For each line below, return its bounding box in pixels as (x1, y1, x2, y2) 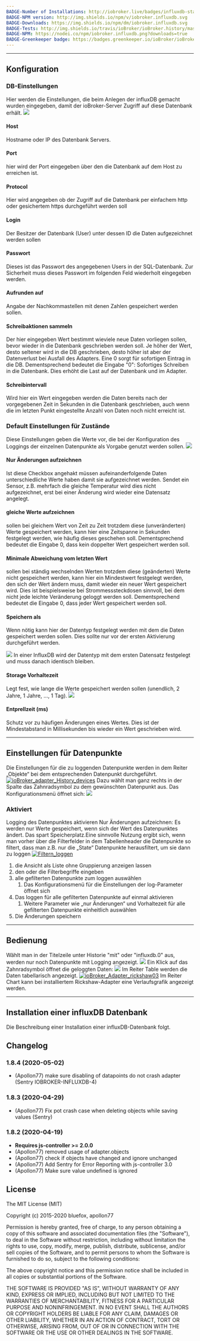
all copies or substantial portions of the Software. (6, 1273, 127, 1280)
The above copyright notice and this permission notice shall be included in (6, 1266, 189, 1274)
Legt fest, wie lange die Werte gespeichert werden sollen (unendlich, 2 (6, 685, 180, 692)
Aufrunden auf (6, 289, 43, 296)
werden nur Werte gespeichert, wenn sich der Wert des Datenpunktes (6, 825, 178, 832)
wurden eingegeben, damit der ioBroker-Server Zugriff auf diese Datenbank (6, 102, 192, 109)
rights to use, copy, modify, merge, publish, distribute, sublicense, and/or (6, 1242, 186, 1250)
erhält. (6, 109, 22, 116)
